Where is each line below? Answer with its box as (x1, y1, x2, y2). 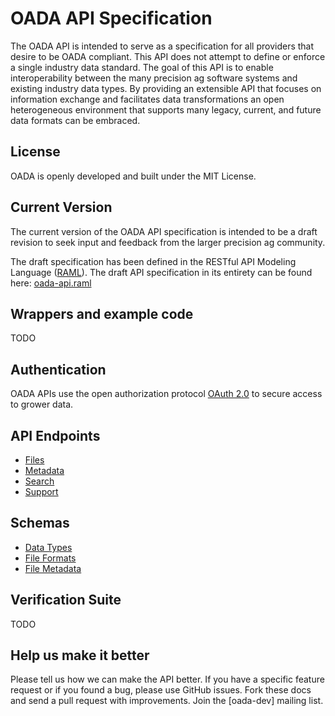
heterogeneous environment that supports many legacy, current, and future (10, 103, 322, 116)
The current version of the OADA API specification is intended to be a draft (10, 225, 318, 237)
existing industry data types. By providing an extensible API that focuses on (10, 82, 322, 94)
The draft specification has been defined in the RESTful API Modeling (10, 255, 297, 267)
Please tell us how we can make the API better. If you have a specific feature (10, 673, 325, 686)
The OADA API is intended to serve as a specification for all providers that (10, 40, 315, 52)
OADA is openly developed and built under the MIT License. (10, 170, 257, 182)
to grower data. (10, 398, 74, 411)
